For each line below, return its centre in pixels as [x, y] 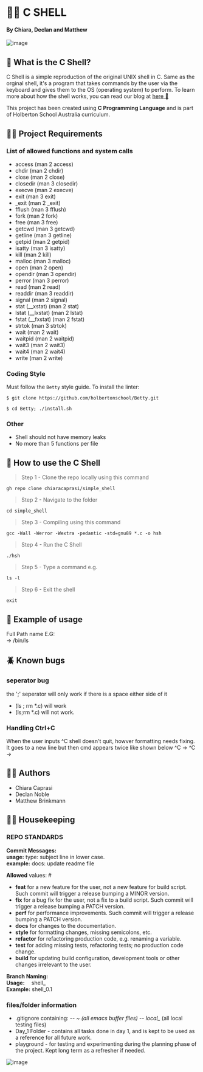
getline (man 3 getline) [43, 235]
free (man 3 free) [36, 222]
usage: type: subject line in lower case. [56, 857]
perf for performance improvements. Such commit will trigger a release [105, 913]
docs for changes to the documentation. [66, 925]
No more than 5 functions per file [57, 444]
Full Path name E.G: [31, 634]
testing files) [31, 1025]
